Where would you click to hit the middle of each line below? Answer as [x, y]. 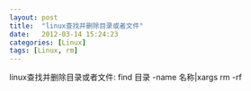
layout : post [34, 17]
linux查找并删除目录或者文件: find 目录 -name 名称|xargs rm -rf [126, 78]
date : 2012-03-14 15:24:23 [64, 34]
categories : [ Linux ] [48, 42]
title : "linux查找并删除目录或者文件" [76, 26]
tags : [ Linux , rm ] [44, 51]
